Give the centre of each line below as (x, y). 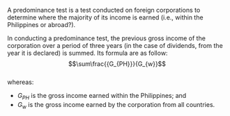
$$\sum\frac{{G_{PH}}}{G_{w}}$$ (117, 64)
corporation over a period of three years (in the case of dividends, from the (115, 45)
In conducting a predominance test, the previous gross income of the (106, 38)
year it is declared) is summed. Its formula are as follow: (87, 53)
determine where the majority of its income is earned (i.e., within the (105, 17)
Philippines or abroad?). (41, 25)
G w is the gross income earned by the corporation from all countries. (116, 105)
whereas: (21, 82)
